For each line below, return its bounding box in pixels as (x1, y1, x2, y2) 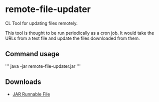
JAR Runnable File (12, 91, 50, 97)
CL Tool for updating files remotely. (5, 20, 78, 26)
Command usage (5, 50, 60, 58)
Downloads (5, 78, 41, 86)
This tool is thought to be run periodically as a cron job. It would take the (5, 30, 154, 36)
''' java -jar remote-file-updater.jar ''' (5, 63, 81, 69)
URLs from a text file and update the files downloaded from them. (5, 35, 140, 41)
